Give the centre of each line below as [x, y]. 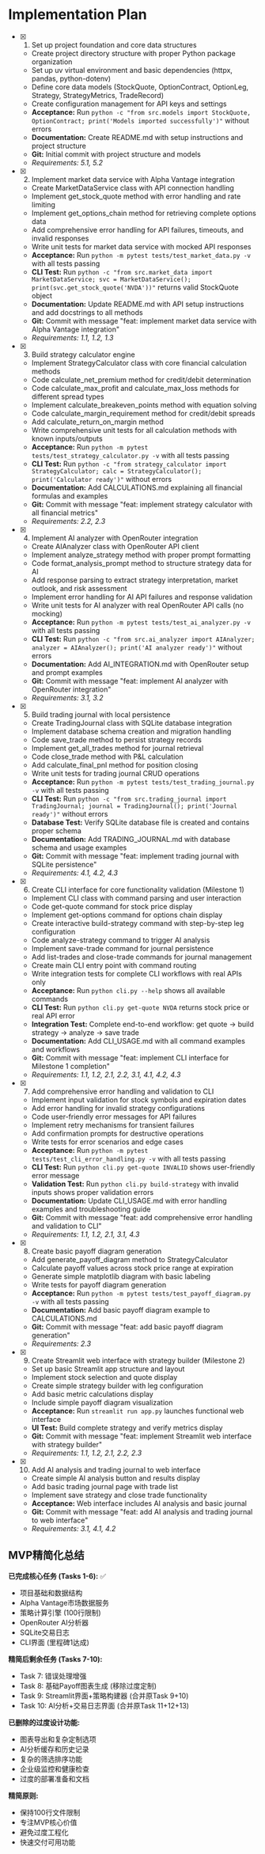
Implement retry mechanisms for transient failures [113, 1124]
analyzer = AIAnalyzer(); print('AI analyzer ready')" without [137, 647]
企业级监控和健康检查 [54, 1769]
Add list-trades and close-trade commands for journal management [142, 957]
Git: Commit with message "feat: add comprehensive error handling [142, 1217]
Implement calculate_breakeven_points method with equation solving [144, 404]
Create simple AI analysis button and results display [115, 1478]
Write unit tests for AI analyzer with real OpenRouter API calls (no [137, 605]
